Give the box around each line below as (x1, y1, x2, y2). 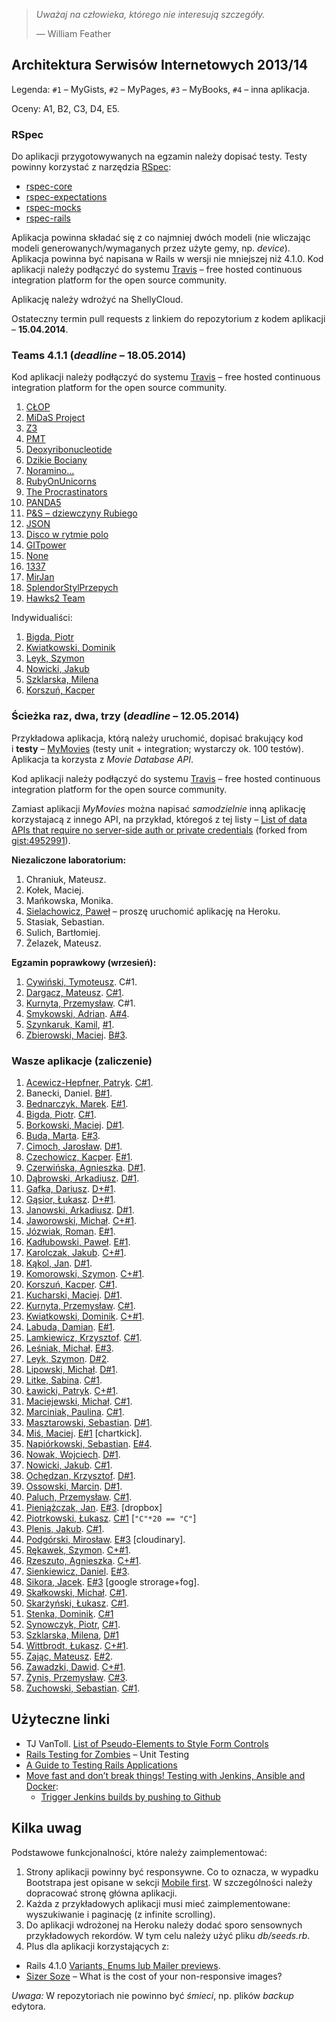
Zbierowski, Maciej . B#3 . (25, 1029, 128, 1041)
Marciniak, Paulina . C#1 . (25, 1406, 125, 1418)
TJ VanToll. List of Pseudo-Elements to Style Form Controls (25, 1737, 269, 1749)
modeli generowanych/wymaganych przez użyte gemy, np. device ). (11, 242, 291, 254)
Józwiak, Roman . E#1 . (25, 1225, 116, 1237)
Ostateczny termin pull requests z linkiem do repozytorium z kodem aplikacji (11, 313, 326, 325)
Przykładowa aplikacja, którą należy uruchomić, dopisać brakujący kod (11, 732, 304, 744)
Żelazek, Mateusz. (25, 937, 102, 949)
